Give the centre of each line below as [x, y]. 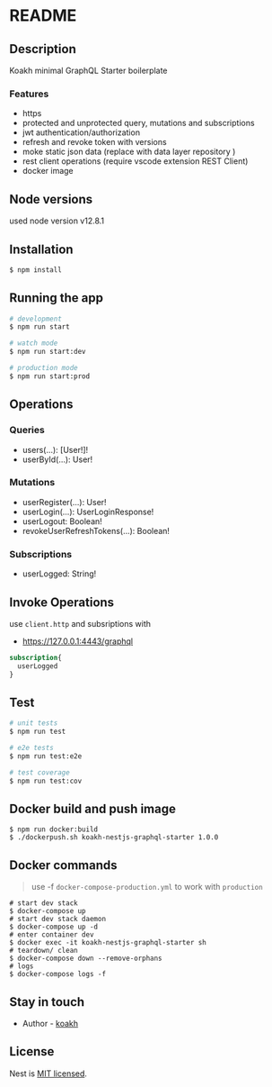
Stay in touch [47, 1002]
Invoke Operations [62, 602]
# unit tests [34, 723]
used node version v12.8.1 [57, 221]
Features [29, 94]
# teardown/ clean [44, 951]
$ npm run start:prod [50, 376]
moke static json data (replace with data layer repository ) [129, 152]
